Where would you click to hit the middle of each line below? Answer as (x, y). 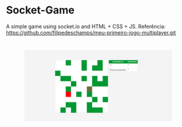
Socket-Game (40, 10)
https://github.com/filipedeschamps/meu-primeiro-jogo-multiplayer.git (91, 32)
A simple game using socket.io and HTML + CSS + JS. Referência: (86, 26)
